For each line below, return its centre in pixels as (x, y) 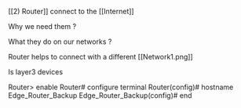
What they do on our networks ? (60, 41)
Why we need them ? (42, 26)
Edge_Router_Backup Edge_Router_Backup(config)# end (100, 95)
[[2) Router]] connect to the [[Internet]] (71, 11)
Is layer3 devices (36, 72)
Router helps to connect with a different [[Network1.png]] (101, 57)
